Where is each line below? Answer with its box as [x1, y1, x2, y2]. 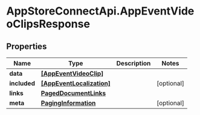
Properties [6, 41, 47, 51]
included [9, 79, 35, 87]
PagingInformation [40, 99, 96, 107]
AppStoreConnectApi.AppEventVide [6, 4, 195, 18]
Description [116, 59, 151, 67]
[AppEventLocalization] [40, 79, 111, 87]
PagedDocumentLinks [40, 89, 106, 97]
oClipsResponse [6, 17, 91, 31]
